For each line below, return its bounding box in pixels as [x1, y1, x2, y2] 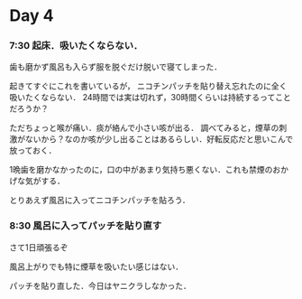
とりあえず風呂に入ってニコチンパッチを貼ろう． [9, 195, 191, 206]
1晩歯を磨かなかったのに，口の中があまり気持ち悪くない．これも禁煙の [9, 164, 273, 175]
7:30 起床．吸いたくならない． [9, 40, 143, 52]
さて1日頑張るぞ [9, 241, 69, 253]
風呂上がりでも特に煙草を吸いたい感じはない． [9, 261, 183, 272]
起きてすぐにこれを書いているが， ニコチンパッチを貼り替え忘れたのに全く [9, 80, 288, 91]
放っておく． [9, 145, 57, 156]
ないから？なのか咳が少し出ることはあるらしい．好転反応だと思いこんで [24, 134, 294, 145]
